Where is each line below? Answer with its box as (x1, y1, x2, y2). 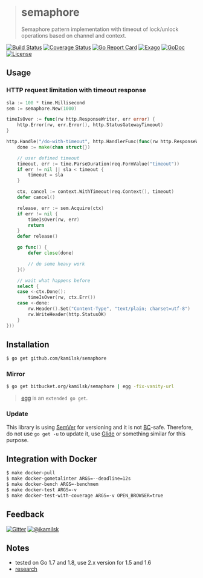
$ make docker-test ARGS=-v (6, 487, 77, 493)
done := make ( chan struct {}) (17, 144, 91, 150)
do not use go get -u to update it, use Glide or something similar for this (6, 430, 186, 437)
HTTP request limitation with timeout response (6, 86, 147, 95)
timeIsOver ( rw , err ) (28, 217, 80, 223)
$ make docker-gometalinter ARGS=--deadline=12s (6, 476, 131, 482)
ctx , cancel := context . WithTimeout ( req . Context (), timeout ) (17, 189, 174, 195)
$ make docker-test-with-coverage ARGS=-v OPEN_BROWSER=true (6, 492, 164, 499)
